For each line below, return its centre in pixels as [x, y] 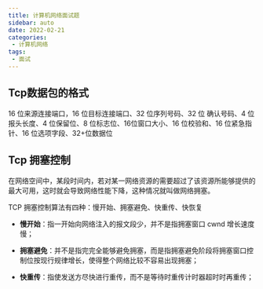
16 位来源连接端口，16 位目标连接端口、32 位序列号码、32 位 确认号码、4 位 [131, 113]
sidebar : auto [31, 23]
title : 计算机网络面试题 [44, 15]
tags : [17, 52]
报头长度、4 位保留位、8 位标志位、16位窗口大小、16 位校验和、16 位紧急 [127, 123]
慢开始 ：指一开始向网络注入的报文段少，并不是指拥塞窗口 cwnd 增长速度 [137, 224]
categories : [27, 37]
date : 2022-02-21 [37, 30]
